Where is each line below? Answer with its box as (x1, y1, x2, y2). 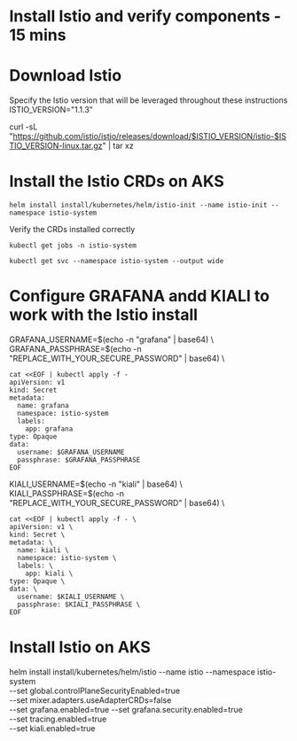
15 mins (9, 25, 66, 45)
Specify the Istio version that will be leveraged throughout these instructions (9, 95, 288, 105)
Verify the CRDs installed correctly (9, 224, 136, 235)
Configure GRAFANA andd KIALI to (9, 286, 270, 307)
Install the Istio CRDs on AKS (9, 171, 224, 191)
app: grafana (25, 425, 74, 433)
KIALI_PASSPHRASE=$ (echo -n (9, 488, 124, 498)
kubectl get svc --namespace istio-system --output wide (9, 257, 224, 266)
